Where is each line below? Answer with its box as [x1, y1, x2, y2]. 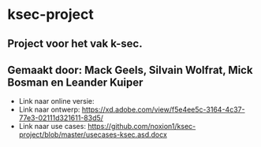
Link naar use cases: [18, 122, 86, 131]
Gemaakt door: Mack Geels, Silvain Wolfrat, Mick [7, 63, 253, 76]
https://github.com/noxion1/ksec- [87, 122, 196, 131]
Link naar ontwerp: [18, 105, 80, 115]
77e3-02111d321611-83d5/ [18, 113, 104, 123]
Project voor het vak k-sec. [7, 37, 143, 50]
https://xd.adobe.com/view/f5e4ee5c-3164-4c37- [81, 105, 245, 115]
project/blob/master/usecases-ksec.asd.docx [18, 130, 167, 139]
